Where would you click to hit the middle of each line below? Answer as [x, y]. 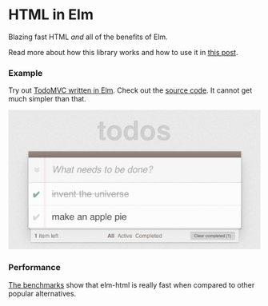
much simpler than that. [47, 99]
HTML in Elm [51, 15]
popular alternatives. [42, 293]
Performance [35, 268]
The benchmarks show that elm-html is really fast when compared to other [132, 284]
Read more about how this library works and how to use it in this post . [123, 52]
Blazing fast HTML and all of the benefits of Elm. [88, 37]
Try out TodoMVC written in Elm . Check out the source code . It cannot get [130, 90]
